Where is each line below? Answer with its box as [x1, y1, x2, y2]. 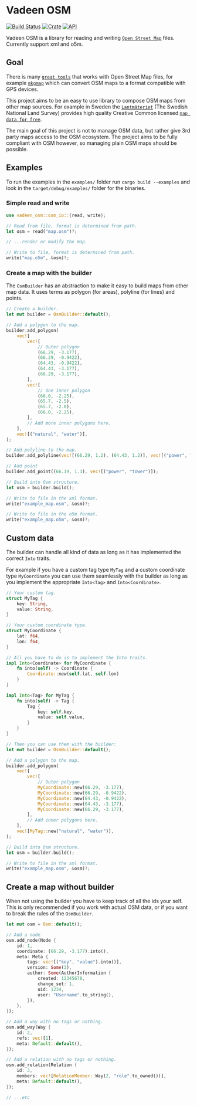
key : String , [16, 601, 49, 607]
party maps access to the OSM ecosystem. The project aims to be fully [6, 133, 178, 140]
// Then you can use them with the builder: [6, 741, 117, 747]
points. [6, 294, 23, 302]
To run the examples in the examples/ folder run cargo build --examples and [6, 178, 191, 185]
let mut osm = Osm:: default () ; [6, 921, 83, 927]
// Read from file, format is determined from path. [6, 223, 138, 229]
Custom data [6, 533, 55, 543]
